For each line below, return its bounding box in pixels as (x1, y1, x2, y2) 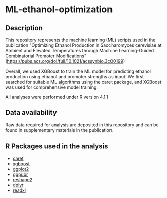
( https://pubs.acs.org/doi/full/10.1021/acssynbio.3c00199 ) (5, 58, 125, 64)
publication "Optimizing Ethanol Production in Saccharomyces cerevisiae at (5, 42, 162, 48)
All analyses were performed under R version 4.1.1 (5, 94, 108, 100)
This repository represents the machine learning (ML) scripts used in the (5, 37, 156, 43)
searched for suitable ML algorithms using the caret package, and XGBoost (5, 79, 161, 85)
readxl (12, 187, 26, 193)
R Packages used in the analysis (5, 142, 108, 151)
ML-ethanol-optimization (5, 4, 113, 15)
